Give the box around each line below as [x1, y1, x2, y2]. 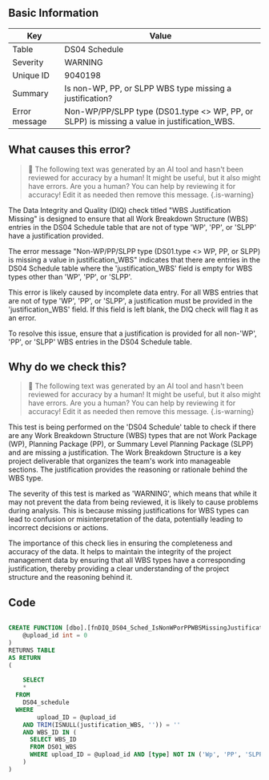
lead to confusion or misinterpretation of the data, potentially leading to [8, 514, 243, 524]
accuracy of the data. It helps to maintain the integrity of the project [8, 547, 231, 557]
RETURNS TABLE [8, 646, 56, 654]
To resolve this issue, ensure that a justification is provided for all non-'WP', [8, 328, 258, 338]
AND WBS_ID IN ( [22, 728, 78, 736]
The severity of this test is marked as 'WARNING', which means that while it [8, 489, 258, 499]
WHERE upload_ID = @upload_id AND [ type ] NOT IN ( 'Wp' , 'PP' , [29, 750, 242, 759]
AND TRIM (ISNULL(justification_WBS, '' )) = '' [22, 721, 181, 729]
